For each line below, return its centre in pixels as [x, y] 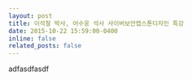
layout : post [31, 16]
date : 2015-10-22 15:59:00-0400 [63, 31]
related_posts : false [45, 46]
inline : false [33, 38]
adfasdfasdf [29, 69]
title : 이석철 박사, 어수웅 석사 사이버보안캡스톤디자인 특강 [96, 23]
